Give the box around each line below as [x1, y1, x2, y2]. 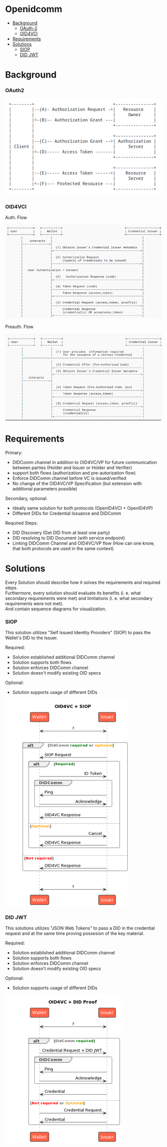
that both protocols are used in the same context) [12, 545, 114, 551]
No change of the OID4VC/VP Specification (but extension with [12, 480, 142, 486]
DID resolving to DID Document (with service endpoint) [12, 535, 125, 541]
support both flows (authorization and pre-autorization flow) [12, 469, 136, 476]
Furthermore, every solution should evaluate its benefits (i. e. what [5, 590, 141, 596]
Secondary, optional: [5, 495, 48, 501]
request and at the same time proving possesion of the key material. [5, 930, 145, 936]
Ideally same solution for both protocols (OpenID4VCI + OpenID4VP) [12, 505, 153, 511]
